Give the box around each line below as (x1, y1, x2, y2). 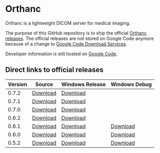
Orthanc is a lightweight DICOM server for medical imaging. (5, 20, 131, 26)
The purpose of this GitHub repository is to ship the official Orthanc (5, 30, 147, 36)
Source (35, 80, 54, 88)
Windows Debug (111, 80, 152, 88)
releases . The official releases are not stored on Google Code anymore (5, 35, 154, 41)
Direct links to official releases (5, 65, 103, 74)
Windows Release (61, 80, 106, 88)
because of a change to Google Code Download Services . (5, 40, 127, 47)
